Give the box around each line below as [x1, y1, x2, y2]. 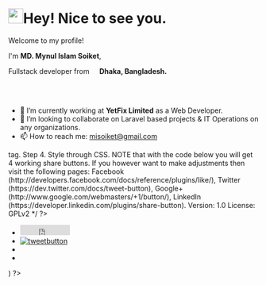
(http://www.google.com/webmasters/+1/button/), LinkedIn [8, 191, 202, 202]
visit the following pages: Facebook [8, 167, 125, 176]
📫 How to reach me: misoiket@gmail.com [19, 131, 157, 141]
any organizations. [19, 122, 81, 132]
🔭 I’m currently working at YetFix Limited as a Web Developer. [19, 106, 224, 115]
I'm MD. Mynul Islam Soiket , [8, 51, 102, 60]
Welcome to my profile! [8, 36, 85, 45]
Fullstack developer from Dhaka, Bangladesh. [8, 66, 168, 75]
